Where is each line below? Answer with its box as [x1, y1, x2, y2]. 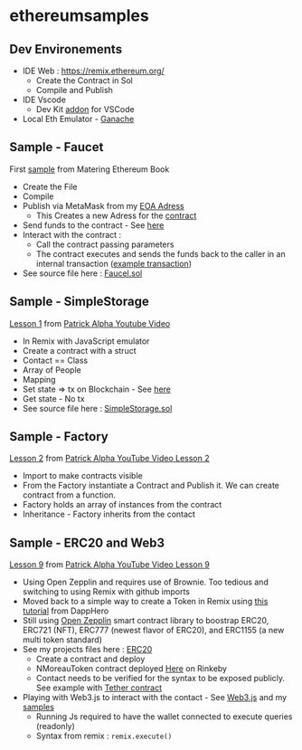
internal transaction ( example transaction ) [35, 258, 193, 269]
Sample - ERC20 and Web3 [9, 535, 165, 550]
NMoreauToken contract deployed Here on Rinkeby [35, 663, 228, 674]
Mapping [22, 374, 56, 384]
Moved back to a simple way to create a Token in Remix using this [22, 596, 269, 607]
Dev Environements [9, 42, 123, 57]
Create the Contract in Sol [35, 75, 134, 86]
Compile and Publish [35, 85, 113, 95]
